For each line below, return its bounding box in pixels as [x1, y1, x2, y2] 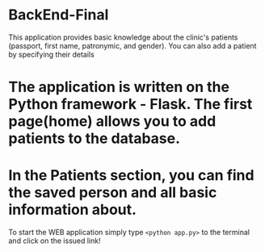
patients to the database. [8, 129, 180, 148]
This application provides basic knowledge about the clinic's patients [8, 32, 238, 42]
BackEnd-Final [8, 6, 109, 24]
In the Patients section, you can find [8, 166, 254, 185]
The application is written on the [8, 78, 230, 96]
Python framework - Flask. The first [8, 95, 253, 114]
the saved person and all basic [8, 183, 217, 202]
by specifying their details [8, 49, 95, 59]
